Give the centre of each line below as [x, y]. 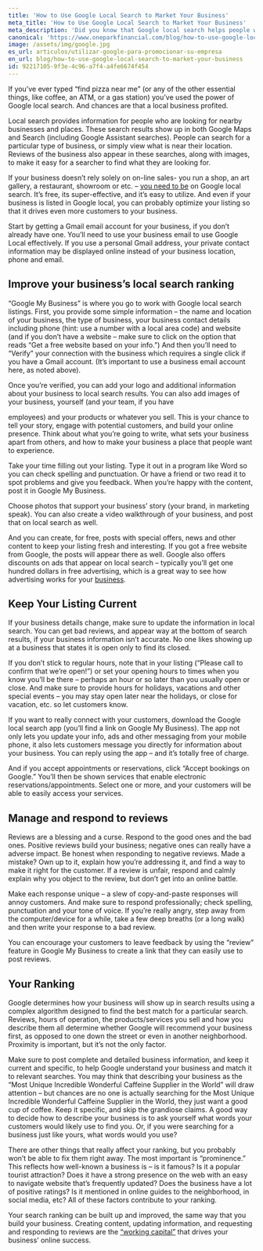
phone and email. [36, 259]
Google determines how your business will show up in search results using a [131, 1003]
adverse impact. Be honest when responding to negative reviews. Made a [127, 854]
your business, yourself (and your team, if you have [91, 402]
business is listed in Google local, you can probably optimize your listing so [129, 202]
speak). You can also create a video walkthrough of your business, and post [131, 514]
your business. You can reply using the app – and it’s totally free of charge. [128, 753]
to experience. [31, 450]
